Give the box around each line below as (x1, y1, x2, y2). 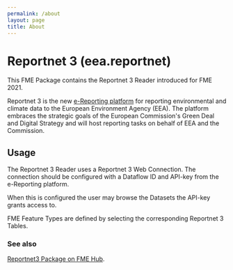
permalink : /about (7, 10, 61, 17)
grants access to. (7, 201, 57, 209)
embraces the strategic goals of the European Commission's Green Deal (7, 112, 214, 120)
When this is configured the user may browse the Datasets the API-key (7, 193, 211, 202)
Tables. (7, 222, 29, 230)
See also (7, 239, 37, 249)
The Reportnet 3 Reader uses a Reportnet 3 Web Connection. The (7, 165, 196, 174)
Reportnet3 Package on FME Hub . (7, 255, 105, 263)
